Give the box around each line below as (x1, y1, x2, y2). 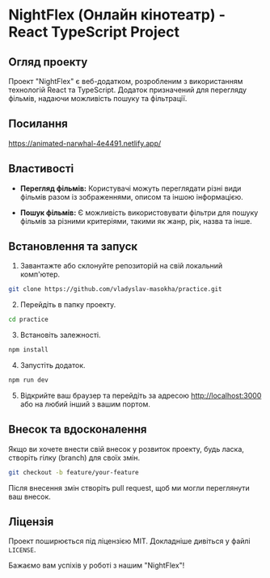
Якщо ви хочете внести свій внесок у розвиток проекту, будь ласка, (8, 444, 245, 454)
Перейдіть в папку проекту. (19, 300, 116, 310)
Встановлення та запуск (8, 240, 138, 254)
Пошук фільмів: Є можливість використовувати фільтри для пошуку (19, 208, 259, 217)
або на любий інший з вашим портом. (19, 399, 151, 409)
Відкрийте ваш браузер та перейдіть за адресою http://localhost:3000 (19, 390, 262, 400)
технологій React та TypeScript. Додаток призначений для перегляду (8, 85, 247, 95)
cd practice (8, 315, 49, 324)
